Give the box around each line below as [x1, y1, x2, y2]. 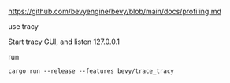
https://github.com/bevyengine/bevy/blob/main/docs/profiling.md [8, 7, 222, 16]
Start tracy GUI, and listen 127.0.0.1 [8, 37, 121, 46]
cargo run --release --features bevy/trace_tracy [8, 67, 175, 75]
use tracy [8, 22, 39, 31]
